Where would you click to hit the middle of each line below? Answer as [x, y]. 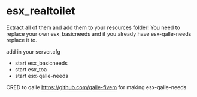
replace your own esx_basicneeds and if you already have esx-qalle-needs [99, 33]
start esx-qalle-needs [42, 76]
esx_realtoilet [41, 11]
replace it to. [22, 40]
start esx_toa [31, 69]
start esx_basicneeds [41, 63]
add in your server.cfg [34, 51]
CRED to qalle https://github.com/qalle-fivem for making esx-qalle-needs [96, 87]
